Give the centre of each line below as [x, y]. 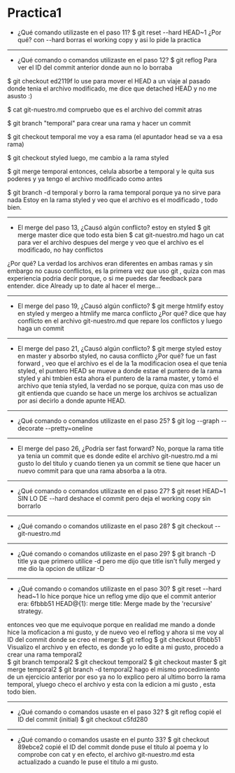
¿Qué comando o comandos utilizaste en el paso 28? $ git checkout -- [119, 526]
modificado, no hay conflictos [60, 250]
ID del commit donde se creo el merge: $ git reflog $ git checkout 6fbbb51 [114, 639]
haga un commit [41, 328]
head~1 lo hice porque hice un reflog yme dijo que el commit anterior [117, 596]
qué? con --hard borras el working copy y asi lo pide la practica [109, 39]
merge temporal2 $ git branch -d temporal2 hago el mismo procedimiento [114, 669]
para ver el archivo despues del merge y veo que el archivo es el [111, 242]
